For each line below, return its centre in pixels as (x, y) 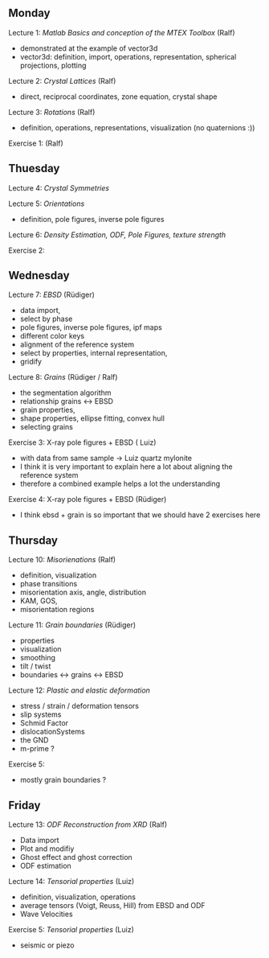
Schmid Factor (44, 723)
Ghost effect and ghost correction (76, 857)
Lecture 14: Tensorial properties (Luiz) (71, 882)
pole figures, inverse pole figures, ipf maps (91, 327)
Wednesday (39, 275)
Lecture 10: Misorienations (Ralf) (62, 560)
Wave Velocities (47, 914)
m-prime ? (37, 749)
